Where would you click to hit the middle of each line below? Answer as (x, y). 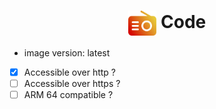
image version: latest (67, 52)
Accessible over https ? (72, 83)
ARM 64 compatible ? (68, 95)
